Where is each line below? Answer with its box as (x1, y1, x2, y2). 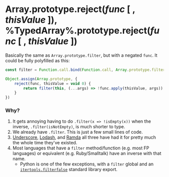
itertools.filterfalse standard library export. (20, 166, 118, 172)
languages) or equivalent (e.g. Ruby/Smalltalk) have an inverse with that (12, 150, 161, 156)
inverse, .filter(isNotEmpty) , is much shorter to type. (12, 124, 125, 130)
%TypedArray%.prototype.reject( (5, 25, 151, 36)
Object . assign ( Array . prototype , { (5, 76, 78, 81)
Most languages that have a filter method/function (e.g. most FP (12, 145, 149, 151)
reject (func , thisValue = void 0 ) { (14, 81, 92, 86)
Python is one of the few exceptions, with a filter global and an (20, 161, 154, 167)
